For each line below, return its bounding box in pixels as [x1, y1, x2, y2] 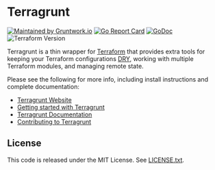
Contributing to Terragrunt [16, 117, 92, 125]
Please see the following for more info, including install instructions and [7, 75, 209, 83]
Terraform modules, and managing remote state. [7, 62, 144, 70]
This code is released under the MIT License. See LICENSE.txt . [7, 156, 185, 164]
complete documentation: [7, 82, 80, 90]
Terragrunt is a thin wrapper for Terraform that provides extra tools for [7, 47, 205, 56]
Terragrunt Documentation [16, 110, 92, 119]
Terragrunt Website [16, 95, 72, 104]
